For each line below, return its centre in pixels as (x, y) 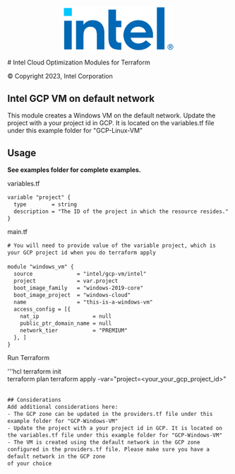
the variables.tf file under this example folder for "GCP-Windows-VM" (115, 435)
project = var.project (66, 281)
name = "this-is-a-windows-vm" (83, 302)
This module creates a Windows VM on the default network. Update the (112, 115)
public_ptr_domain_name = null (66, 324)
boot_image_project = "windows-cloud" (72, 295)
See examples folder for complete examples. (74, 170)
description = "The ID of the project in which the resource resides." (121, 212)
